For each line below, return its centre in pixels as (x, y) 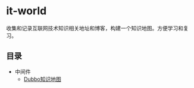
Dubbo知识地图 (42, 79)
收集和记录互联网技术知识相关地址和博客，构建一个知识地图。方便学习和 (95, 28)
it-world (26, 11)
